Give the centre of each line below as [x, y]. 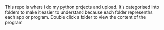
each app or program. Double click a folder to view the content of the [76, 17]
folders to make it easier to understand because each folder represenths [79, 12]
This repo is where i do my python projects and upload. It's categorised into [82, 7]
